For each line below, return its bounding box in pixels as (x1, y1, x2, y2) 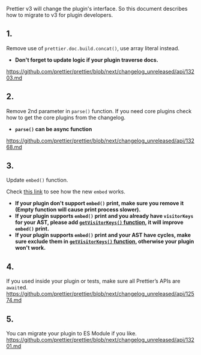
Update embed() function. (6, 177, 68, 184)
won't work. (14, 244, 46, 251)
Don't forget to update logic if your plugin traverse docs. (14, 56, 159, 63)
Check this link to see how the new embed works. (6, 188, 126, 195)
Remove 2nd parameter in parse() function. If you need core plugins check (6, 107, 192, 114)
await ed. (6, 284, 28, 291)
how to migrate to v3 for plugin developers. (6, 11, 113, 19)
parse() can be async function (14, 125, 92, 132)
